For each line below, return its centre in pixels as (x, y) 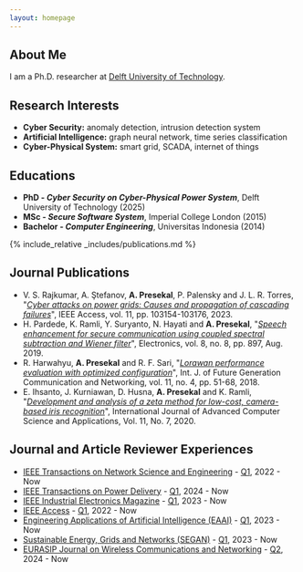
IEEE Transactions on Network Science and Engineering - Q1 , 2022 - (151, 472)
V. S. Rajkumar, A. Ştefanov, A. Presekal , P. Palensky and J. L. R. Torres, (158, 295)
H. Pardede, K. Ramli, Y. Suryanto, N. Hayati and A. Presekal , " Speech (155, 324)
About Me (38, 55)
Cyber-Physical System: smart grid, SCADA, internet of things (141, 147)
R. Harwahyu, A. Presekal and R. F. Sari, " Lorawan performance (143, 362)
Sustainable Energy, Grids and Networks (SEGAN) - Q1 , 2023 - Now (150, 539)
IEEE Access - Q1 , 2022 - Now (79, 510)
